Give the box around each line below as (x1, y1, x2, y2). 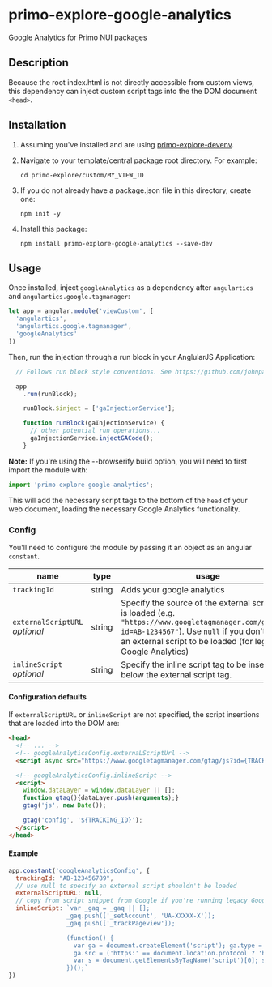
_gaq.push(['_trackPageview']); (66, 919, 176, 927)
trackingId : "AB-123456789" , (15, 874, 114, 882)
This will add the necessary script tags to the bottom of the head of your (8, 495, 249, 505)
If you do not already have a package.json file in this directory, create (19, 185, 252, 195)
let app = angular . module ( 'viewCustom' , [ (8, 307, 154, 315)
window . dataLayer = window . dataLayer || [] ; (23, 786, 176, 795)
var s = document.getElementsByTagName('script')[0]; (73, 956, 259, 965)
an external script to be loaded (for (121, 635, 253, 647)
